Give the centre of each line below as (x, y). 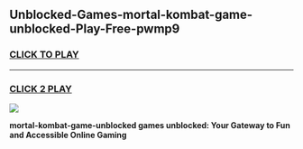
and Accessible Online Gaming (68, 135)
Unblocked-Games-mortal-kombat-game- (131, 15)
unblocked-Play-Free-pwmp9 (95, 29)
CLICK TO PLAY (44, 55)
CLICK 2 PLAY (41, 88)
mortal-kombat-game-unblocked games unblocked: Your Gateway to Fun (150, 125)
